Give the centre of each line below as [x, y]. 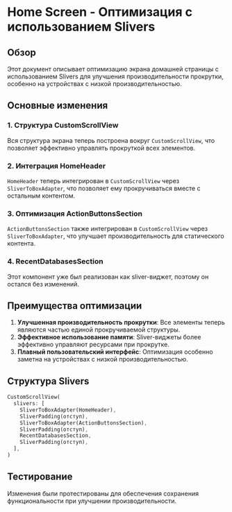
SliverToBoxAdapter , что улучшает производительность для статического [116, 236]
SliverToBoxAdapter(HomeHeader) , [68, 410]
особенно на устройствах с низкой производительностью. [94, 84]
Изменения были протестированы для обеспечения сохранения [103, 493]
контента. [22, 244]
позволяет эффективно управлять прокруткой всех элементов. [101, 148]
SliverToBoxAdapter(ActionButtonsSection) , [84, 423]
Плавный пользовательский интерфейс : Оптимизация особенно [115, 352]
